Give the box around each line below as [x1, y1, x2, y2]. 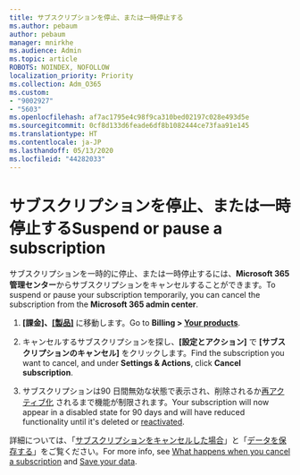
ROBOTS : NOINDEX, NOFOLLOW [9, 64, 110, 72]
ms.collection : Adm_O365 [9, 80, 102, 89]
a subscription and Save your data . [9, 456, 137, 467]
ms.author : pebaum [9, 21, 78, 30]
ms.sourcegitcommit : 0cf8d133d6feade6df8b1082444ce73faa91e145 [9, 122, 250, 131]
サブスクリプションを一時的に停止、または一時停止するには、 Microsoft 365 [9, 268, 290, 279]
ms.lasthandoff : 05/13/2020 [9, 146, 114, 155]
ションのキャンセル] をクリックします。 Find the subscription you [46, 348, 285, 359]
